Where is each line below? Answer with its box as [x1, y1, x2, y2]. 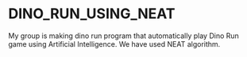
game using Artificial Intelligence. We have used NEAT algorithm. [8, 39, 221, 48]
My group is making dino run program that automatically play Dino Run [8, 31, 240, 40]
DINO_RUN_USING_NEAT [8, 5, 176, 23]
